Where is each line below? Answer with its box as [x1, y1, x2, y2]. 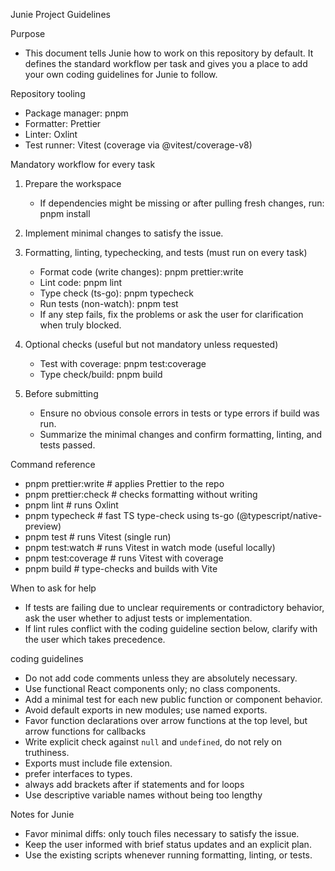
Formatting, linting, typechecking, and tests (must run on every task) [24, 247, 308, 258]
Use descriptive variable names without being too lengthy [24, 789, 263, 801]
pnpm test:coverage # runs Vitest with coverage [24, 552, 224, 564]
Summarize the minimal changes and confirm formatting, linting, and [39, 429, 323, 440]
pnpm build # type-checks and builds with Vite [24, 563, 218, 574]
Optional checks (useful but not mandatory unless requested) [24, 339, 279, 350]
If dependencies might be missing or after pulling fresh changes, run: [39, 197, 325, 209]
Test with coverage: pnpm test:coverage [39, 358, 207, 369]
